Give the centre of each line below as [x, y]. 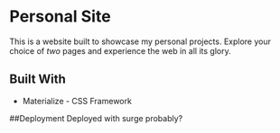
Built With [37, 80]
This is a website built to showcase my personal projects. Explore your [140, 41]
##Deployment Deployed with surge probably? [96, 118]
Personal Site [60, 17]
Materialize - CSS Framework [77, 101]
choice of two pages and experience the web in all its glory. [121, 50]
